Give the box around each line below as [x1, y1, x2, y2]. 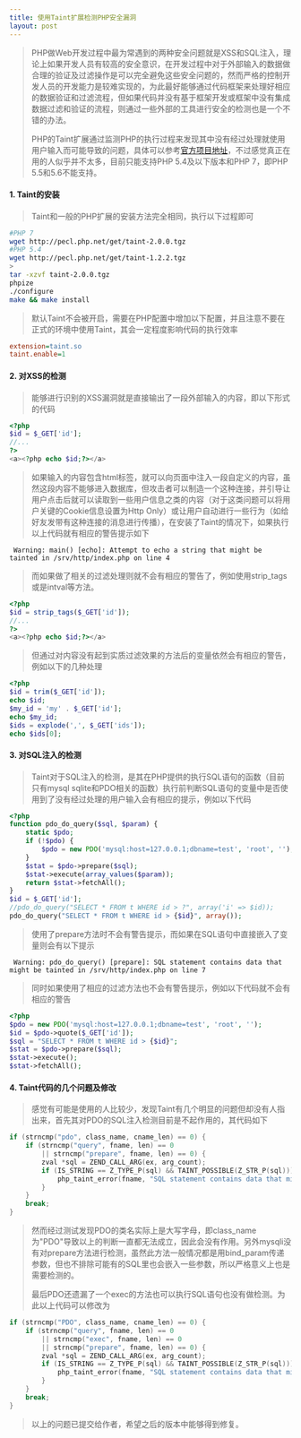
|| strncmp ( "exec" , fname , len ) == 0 [41, 1334, 182, 1344]
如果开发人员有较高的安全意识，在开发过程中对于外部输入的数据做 [47, 58, 291, 69]
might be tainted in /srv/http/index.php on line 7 [9, 965, 206, 975]
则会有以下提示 [39, 940, 95, 951]
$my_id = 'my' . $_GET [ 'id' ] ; [9, 704, 123, 713]
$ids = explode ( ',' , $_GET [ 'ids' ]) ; [9, 720, 146, 730]
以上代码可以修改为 [39, 1300, 110, 1311]
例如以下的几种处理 [30, 661, 103, 672]
